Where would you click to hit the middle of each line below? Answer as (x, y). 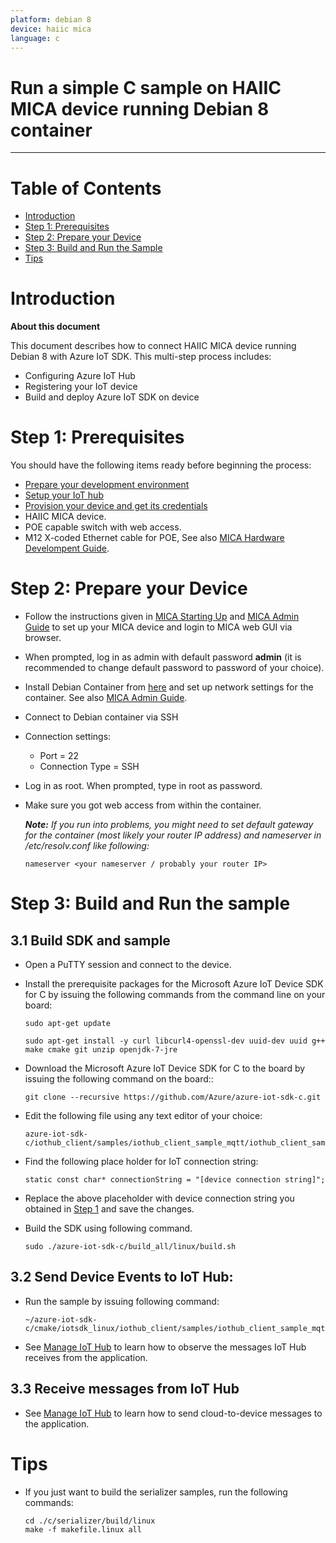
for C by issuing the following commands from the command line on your (175, 995)
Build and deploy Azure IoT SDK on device (112, 397)
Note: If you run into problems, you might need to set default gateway (169, 825)
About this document (55, 327)
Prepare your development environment (107, 485)
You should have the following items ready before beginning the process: (161, 465)
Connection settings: (68, 737)
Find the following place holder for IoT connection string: (141, 1162)
